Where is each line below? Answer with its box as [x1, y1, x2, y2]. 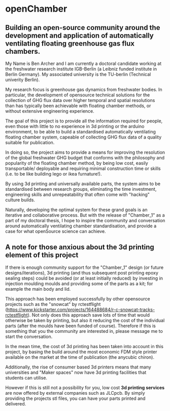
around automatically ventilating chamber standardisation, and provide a [5, 223, 157, 229]
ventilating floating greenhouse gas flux [5, 39, 134, 48]
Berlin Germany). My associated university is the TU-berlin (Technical [5, 72, 151, 77]
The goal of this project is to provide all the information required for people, [5, 118, 163, 124]
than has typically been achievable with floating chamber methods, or [5, 102, 151, 109]
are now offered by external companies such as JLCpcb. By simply [5, 390, 146, 396]
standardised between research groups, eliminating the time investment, [5, 186, 157, 192]
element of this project [5, 251, 79, 259]
